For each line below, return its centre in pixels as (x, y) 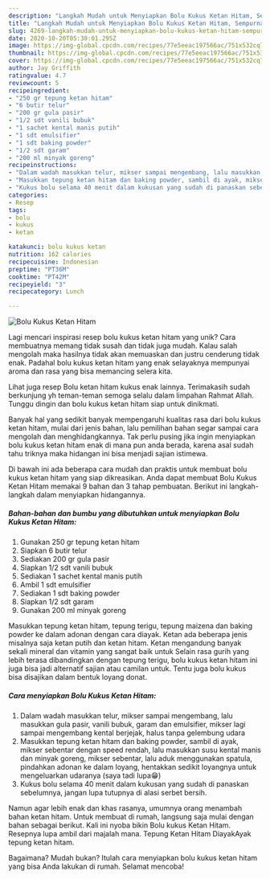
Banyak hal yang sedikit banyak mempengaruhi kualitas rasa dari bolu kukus (135, 419)
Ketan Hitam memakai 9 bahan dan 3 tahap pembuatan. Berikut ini (118, 486)
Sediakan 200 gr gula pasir (65, 559)
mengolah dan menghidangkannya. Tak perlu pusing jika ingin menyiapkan (132, 437)
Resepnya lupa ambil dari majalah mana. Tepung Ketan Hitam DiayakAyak (130, 834)
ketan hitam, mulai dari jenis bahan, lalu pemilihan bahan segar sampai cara (133, 428)
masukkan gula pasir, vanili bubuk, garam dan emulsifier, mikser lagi (133, 725)
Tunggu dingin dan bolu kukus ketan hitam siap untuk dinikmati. (114, 404)
